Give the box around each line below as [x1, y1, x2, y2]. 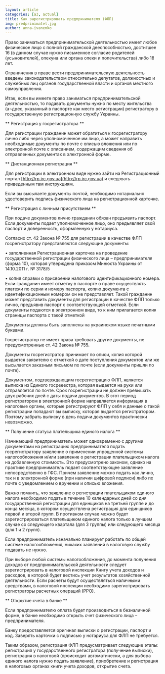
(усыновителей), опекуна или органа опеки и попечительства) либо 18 [5, 55, 155, 61]
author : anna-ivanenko [5, 26, 52, 31]
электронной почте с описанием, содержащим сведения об [5, 146, 133, 152]
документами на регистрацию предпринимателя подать [5, 444, 125, 450]
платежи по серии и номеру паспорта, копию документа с [5, 286, 129, 292]
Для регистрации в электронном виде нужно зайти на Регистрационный [5, 170, 160, 176]
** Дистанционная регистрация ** [5, 161, 78, 167]
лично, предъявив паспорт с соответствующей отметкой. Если [5, 302, 139, 308]
